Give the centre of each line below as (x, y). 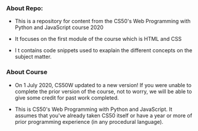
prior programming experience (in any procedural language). (89, 122)
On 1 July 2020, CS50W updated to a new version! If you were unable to (103, 85)
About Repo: (25, 8)
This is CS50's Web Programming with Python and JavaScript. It (93, 109)
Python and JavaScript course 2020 (59, 27)
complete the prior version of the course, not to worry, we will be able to (103, 91)
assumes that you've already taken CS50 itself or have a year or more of (103, 115)
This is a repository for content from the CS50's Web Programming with (103, 21)
